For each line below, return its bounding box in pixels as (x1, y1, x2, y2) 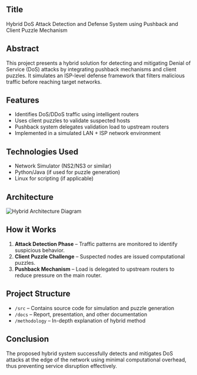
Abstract (6, 44, 39, 54)
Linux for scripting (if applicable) (14, 175, 94, 182)
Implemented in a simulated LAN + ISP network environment (14, 130, 161, 137)
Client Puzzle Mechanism (6, 27, 68, 34)
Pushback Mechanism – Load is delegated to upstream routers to (14, 265, 175, 272)
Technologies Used (6, 147, 78, 157)
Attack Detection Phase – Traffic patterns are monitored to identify (14, 240, 178, 247)
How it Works (6, 225, 56, 235)
